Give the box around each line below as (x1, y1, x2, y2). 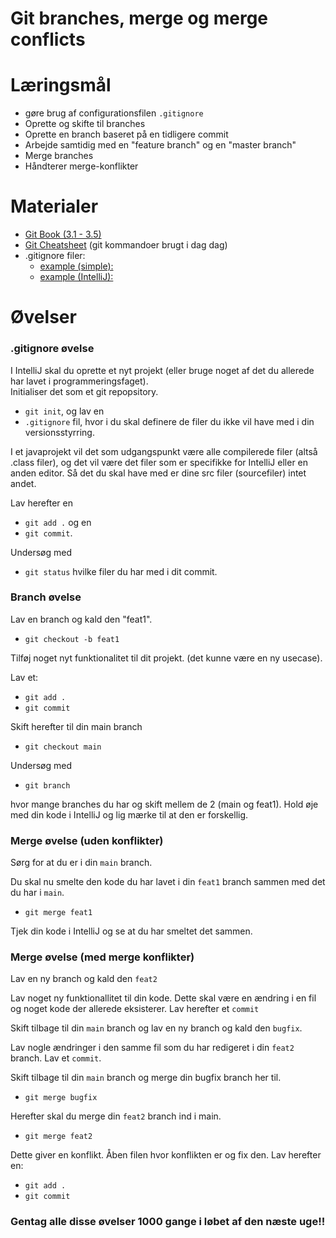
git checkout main (24, 742, 102, 752)
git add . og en (24, 516, 92, 528)
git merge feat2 (24, 1132, 93, 1142)
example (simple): (39, 260, 114, 272)
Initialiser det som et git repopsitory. (10, 385, 159, 397)
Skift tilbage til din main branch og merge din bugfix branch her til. (10, 1072, 282, 1084)
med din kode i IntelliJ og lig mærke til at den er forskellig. (10, 808, 249, 821)
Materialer (10, 195, 99, 218)
